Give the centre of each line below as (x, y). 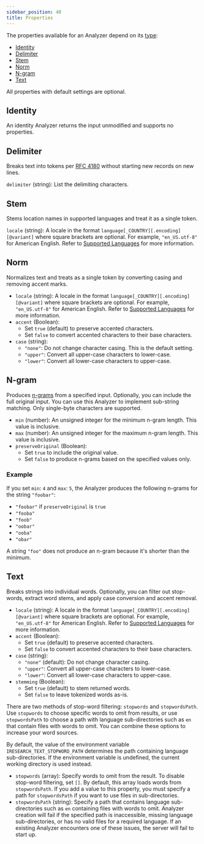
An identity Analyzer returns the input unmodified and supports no (90, 126)
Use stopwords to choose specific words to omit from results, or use (92, 713)
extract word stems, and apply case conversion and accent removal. (111, 598)
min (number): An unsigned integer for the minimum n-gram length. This (106, 420)
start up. (26, 834)
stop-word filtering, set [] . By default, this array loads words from (98, 782)
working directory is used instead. (49, 764)
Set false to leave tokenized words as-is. (76, 694)
